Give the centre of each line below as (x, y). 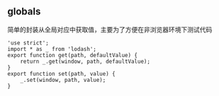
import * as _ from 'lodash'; (52, 49)
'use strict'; (28, 43)
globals (24, 12)
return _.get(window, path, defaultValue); (85, 61)
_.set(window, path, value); (63, 80)
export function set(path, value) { (61, 73)
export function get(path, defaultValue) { (73, 55)
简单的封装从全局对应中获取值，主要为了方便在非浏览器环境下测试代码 (110, 29)
